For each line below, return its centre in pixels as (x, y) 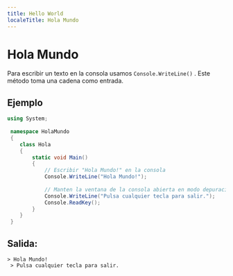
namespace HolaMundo (40, 132)
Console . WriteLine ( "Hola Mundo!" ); (96, 177)
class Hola (35, 144)
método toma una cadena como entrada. (65, 81)
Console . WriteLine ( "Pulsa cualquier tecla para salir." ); (130, 196)
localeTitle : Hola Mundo (43, 20)
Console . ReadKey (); (72, 202)
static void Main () (60, 157)
